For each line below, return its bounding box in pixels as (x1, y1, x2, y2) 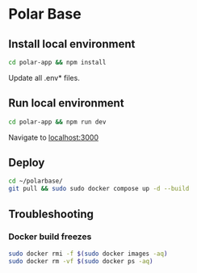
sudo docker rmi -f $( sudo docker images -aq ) (8, 250, 168, 258)
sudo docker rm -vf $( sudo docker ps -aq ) (8, 257, 153, 265)
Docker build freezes (8, 231, 92, 242)
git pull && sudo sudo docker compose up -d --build (8, 185, 190, 193)
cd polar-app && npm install (8, 58, 107, 66)
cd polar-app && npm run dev (8, 118, 107, 126)
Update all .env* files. (8, 73, 81, 82)
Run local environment (8, 96, 124, 110)
